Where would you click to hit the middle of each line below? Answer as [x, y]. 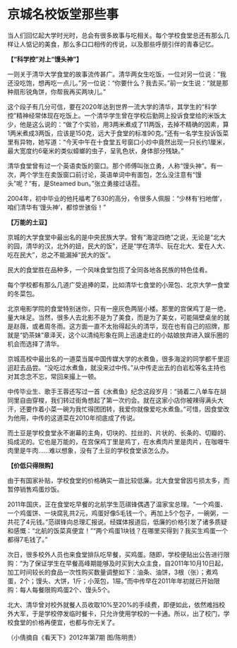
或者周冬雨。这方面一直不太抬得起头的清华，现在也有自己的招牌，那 [130, 326]
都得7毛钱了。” [28, 539]
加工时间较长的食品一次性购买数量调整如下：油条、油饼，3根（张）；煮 [110, 572]
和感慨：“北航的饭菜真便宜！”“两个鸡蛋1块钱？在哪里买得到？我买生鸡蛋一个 [118, 530]
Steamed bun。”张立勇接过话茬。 [97, 183]
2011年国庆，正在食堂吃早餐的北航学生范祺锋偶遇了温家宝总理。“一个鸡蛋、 [117, 504]
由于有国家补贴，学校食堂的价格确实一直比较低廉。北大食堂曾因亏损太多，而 [119, 480]
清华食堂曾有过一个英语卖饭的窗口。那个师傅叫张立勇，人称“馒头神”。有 [112, 166]
